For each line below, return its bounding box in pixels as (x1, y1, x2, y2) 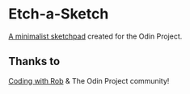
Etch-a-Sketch (8, 5, 109, 23)
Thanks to (8, 55, 61, 68)
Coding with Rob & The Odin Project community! (8, 76, 170, 85)
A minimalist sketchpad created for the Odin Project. (8, 31, 183, 41)
